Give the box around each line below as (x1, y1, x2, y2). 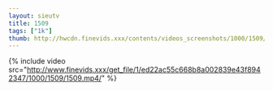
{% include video (8, 56, 67, 66)
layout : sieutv (8, 11, 60, 20)
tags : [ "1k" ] (8, 27, 53, 35)
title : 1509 (8, 19, 49, 27)
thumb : (8, 34, 31, 43)
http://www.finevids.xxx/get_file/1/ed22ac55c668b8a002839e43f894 (27, 65, 262, 75)
